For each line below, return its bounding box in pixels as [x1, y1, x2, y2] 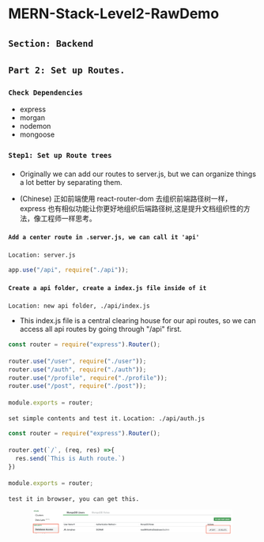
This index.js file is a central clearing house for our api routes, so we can [19, 316, 256, 326]
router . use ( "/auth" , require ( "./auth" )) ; [8, 365, 147, 374]
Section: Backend [8, 37, 93, 49]
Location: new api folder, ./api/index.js [8, 302, 150, 311]
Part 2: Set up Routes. [8, 64, 126, 76]
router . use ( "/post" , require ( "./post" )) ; [8, 382, 147, 390]
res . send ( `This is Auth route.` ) [15, 454, 126, 462]
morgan [19, 113, 46, 122]
